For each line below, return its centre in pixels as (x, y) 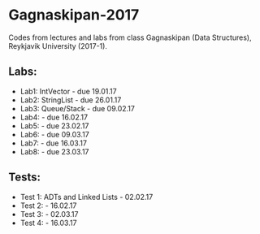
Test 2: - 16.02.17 (48, 206)
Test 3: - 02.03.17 (49, 214)
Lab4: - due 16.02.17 (54, 117)
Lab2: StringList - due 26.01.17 (71, 100)
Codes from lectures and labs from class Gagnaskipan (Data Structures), (130, 37)
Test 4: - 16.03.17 (48, 223)
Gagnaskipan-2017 (74, 15)
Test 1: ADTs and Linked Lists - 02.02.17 (87, 197)
